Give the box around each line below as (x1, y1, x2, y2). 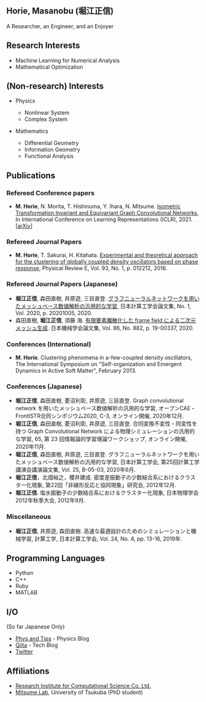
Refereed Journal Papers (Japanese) (6, 280, 118, 289)
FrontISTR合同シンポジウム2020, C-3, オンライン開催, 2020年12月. (15, 412, 184, 419)
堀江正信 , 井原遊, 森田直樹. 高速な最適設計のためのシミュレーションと (15, 527, 191, 534)
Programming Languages (6, 553, 105, 563)
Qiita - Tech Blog (15, 641, 58, 649)
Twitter (15, 648, 34, 655)
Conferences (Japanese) (6, 382, 82, 391)
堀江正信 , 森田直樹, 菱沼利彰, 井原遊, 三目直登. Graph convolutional (15, 397, 184, 404)
